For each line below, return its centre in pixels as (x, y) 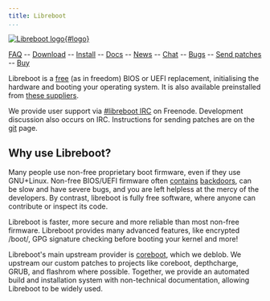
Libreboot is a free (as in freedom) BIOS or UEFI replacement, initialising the (134, 78)
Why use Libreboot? (60, 153)
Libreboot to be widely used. (55, 289)
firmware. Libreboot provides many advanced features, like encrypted (124, 230)
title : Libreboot (37, 16)
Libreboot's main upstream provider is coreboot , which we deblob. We (125, 254)
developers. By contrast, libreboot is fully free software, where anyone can (132, 198)
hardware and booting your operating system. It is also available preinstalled (135, 87)
